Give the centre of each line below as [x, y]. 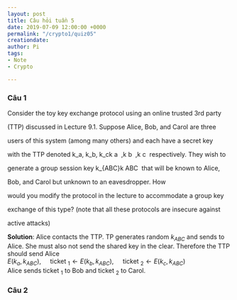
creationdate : [28, 40]
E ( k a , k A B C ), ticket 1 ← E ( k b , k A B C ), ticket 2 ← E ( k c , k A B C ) [97, 262]
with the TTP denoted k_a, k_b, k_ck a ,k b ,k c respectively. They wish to [117, 154]
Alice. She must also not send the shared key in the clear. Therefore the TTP [119, 246]
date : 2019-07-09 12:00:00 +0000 [57, 27]
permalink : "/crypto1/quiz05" [52, 34]
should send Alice [34, 253]
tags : [15, 54]
